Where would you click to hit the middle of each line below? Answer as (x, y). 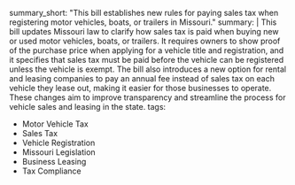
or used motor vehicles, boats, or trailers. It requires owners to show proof (145, 41)
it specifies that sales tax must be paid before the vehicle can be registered (147, 60)
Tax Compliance (51, 171)
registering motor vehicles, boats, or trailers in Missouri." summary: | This (143, 22)
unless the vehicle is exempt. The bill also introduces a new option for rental (147, 69)
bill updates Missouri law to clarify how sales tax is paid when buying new (144, 31)
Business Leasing (54, 162)
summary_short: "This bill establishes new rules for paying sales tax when (144, 13)
